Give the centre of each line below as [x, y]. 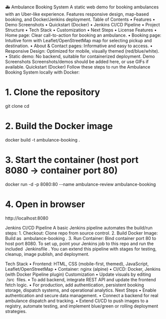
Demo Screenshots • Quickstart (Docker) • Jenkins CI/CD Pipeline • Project [83, 25]
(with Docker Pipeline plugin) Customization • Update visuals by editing [78, 274]
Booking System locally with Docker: [43, 72]
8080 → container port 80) [61, 171]
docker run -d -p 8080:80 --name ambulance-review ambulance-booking [81, 184]
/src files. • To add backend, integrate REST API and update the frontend [81, 279]
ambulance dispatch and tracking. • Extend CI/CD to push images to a [77, 301]
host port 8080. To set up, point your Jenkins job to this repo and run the [80, 243]
